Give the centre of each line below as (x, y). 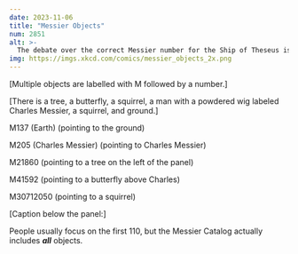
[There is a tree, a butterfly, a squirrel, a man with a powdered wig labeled (144, 101)
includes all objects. (46, 240)
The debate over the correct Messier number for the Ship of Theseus (148, 51)
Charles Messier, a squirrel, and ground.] (84, 111)
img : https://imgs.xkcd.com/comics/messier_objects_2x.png (121, 59)
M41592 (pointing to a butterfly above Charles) (94, 179)
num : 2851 (27, 34)
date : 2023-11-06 (41, 17)
